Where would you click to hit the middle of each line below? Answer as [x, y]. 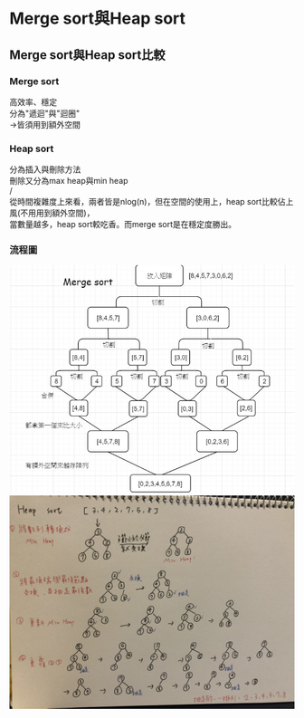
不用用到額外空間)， [57, 213]
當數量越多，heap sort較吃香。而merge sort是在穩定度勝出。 [123, 225]
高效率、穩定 [33, 101]
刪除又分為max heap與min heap [69, 181]
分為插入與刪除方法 [45, 169]
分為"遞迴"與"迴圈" [45, 113]
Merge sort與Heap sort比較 [87, 55]
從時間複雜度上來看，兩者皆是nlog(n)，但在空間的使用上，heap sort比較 [143, 202]
